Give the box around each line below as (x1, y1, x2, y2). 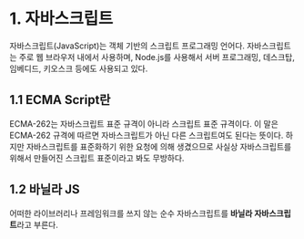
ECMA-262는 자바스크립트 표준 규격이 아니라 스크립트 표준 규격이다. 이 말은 (9, 118, 279, 129)
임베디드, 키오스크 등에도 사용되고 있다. (9, 63, 148, 74)
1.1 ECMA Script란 (9, 92, 111, 108)
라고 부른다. (16, 219, 59, 230)
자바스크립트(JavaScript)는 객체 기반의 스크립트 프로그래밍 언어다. (9, 40, 246, 51)
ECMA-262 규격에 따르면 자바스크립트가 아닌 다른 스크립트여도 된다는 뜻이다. (9, 130, 284, 140)
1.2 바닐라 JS (9, 182, 80, 197)
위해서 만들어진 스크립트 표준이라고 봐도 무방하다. (9, 152, 185, 163)
